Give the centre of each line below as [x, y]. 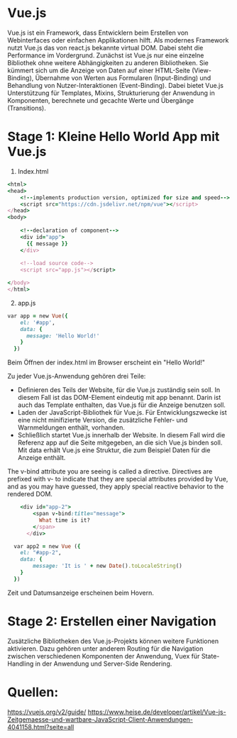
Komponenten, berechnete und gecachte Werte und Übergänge [100, 100]
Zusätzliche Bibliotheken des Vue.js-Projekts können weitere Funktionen [113, 641]
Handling [21, 664]
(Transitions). [27, 108]
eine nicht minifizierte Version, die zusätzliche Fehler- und [103, 420]
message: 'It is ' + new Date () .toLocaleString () [108, 566]
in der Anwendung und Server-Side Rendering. [104, 664]
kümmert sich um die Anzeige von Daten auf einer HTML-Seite [99, 70]
